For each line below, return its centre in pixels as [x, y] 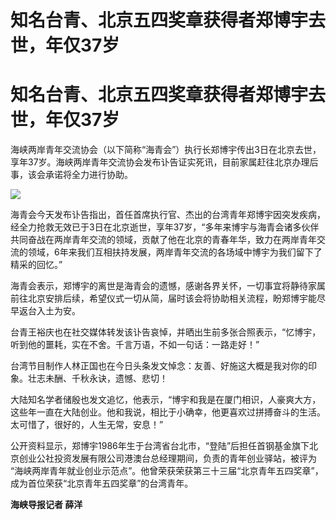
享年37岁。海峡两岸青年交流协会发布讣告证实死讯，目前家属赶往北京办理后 [164, 162]
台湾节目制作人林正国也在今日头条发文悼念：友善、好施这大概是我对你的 [159, 366]
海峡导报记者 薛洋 [46, 505]
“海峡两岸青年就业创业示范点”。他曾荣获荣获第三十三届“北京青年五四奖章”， [167, 471]
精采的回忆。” [36, 265]
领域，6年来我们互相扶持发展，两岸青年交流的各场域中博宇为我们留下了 [175, 252]
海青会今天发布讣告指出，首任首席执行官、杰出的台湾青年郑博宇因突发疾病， [168, 215]
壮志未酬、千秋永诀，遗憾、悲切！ [97, 378]
